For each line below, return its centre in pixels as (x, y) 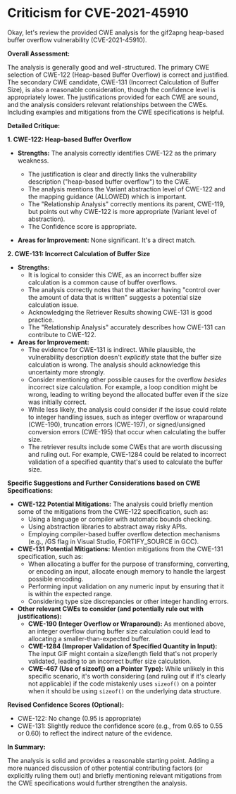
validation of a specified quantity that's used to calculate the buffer (125, 462)
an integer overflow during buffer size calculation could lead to (119, 631)
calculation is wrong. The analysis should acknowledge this (114, 365)
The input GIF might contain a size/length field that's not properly (123, 653)
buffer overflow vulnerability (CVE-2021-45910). (77, 39)
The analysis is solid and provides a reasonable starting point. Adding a (111, 760)
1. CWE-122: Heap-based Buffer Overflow (69, 139)
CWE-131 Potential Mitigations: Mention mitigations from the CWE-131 (120, 549)
